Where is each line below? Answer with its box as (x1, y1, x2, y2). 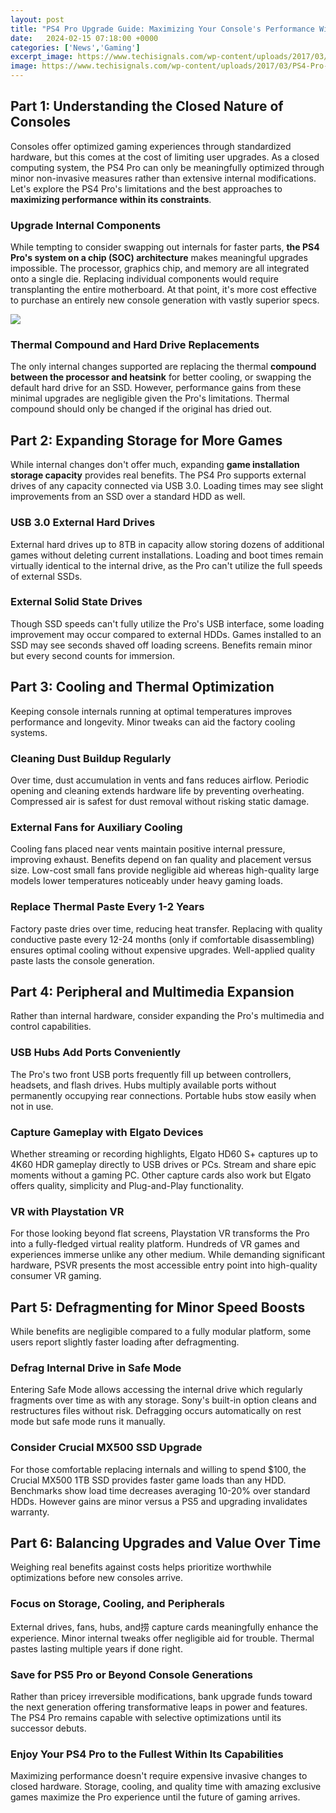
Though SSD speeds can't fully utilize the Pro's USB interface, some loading (10, 617, 325, 630)
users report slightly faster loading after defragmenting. (10, 1336, 240, 1348)
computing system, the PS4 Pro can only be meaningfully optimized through (10, 161, 325, 173)
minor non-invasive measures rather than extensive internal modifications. (10, 172, 317, 184)
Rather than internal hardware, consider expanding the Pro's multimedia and (10, 1010, 325, 1022)
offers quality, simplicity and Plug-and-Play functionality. (10, 1179, 244, 1191)
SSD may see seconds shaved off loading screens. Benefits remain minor (10, 639, 313, 651)
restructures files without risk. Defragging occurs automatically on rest (10, 1405, 302, 1417)
